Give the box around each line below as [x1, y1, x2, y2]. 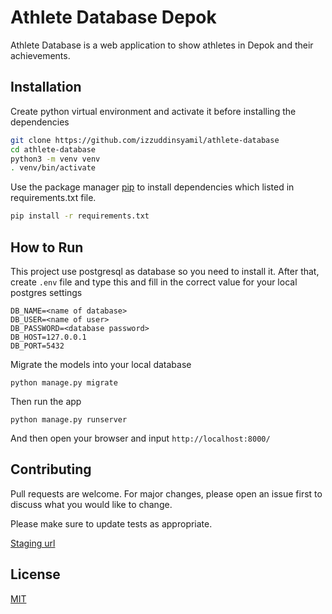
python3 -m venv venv [10, 154, 101, 164]
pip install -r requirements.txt [10, 211, 150, 221]
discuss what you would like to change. [10, 498, 173, 510]
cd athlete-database [10, 144, 97, 155]
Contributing [10, 461, 92, 478]
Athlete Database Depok [10, 6, 217, 29]
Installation [10, 79, 82, 96]
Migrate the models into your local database [10, 358, 192, 370]
